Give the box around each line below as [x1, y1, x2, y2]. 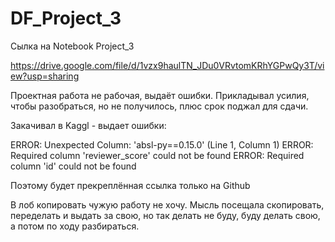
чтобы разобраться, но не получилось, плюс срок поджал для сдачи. [10, 100, 309, 112]
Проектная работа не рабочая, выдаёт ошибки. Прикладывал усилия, [10, 89, 310, 101]
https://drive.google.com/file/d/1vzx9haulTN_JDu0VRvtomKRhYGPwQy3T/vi [10, 59, 325, 71]
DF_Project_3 [10, 7, 122, 30]
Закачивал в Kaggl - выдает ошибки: [10, 119, 167, 131]
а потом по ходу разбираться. [10, 220, 140, 232]
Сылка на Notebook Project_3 [10, 40, 135, 52]
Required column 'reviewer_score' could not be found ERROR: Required [10, 149, 305, 161]
